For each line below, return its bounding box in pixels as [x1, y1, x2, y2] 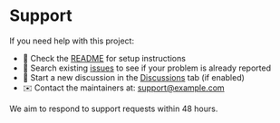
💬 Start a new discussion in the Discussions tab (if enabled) [22, 71, 245, 82]
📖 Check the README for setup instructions [22, 52, 186, 63]
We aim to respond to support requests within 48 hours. [9, 103, 218, 114]
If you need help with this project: [9, 35, 134, 46]
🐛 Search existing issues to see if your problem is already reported [22, 62, 272, 73]
